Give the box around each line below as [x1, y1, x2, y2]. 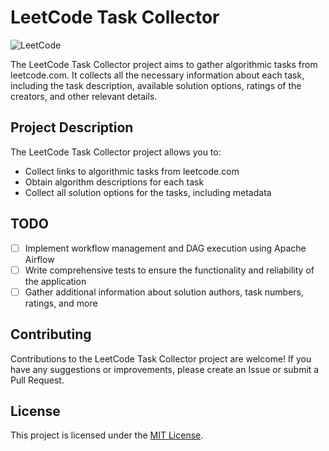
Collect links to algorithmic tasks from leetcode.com [24, 165, 240, 177]
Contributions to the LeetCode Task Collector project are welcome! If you [10, 352, 312, 365]
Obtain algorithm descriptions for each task [24, 176, 205, 188]
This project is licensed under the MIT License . [10, 429, 204, 441]
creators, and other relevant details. [10, 90, 158, 102]
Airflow [24, 253, 55, 265]
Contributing [10, 326, 92, 343]
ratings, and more [24, 297, 98, 309]
